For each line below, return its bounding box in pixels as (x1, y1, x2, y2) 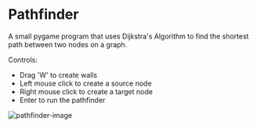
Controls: (8, 55, 38, 64)
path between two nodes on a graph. (8, 39, 128, 49)
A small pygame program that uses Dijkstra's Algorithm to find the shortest (8, 31, 249, 41)
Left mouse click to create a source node (19, 79, 152, 88)
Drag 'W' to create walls (19, 70, 98, 79)
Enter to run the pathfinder (19, 95, 106, 104)
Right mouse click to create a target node (19, 86, 153, 96)
